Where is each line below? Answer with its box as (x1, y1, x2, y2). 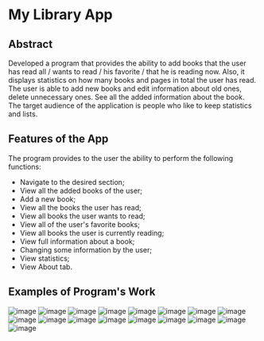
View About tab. (19, 261, 73, 272)
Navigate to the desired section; (19, 177, 125, 186)
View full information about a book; (19, 237, 135, 246)
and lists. (8, 109, 38, 119)
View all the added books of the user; (19, 186, 143, 195)
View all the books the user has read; (19, 202, 142, 212)
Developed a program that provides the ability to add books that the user (8, 58, 247, 68)
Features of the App (8, 132, 109, 146)
